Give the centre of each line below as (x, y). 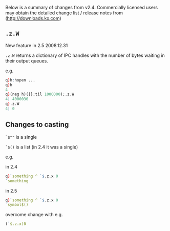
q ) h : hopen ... (20, 80)
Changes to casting (37, 125)
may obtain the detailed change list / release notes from (64, 13)
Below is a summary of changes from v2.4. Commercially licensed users (81, 7)
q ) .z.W (12, 104)
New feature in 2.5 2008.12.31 (37, 45)
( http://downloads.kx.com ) (33, 18)
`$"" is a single (21, 137)
